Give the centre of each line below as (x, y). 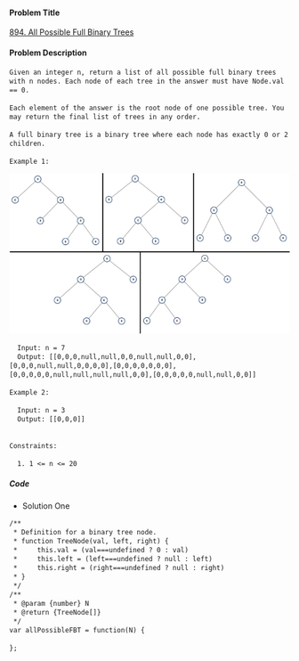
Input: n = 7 (41, 348)
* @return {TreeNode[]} (57, 613)
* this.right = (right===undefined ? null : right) (119, 568)
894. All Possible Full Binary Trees (72, 32)
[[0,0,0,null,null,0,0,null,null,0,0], (123, 357)
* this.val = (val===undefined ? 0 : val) (101, 551)
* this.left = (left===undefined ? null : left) (113, 559)
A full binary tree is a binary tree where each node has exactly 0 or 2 (149, 135)
